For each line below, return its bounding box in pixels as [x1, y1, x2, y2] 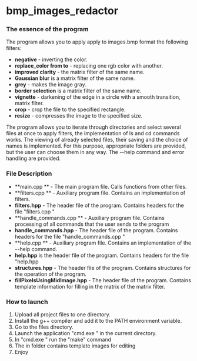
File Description [6, 169, 52, 178]
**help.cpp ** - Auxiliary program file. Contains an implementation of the [14, 239, 192, 246]
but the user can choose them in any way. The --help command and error [6, 149, 185, 156]
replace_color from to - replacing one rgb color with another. [14, 62, 163, 69]
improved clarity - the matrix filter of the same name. [14, 69, 145, 76]
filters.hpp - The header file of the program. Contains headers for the [14, 202, 184, 209]
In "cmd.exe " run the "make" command [14, 336, 112, 343]
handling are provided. [6, 155, 61, 162]
